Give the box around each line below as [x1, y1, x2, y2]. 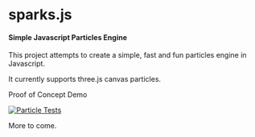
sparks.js [8, 6, 72, 24]
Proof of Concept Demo [8, 90, 88, 99]
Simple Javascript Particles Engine [8, 32, 127, 42]
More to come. [8, 121, 57, 131]
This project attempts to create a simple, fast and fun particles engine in [8, 50, 247, 60]
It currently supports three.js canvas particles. [8, 75, 162, 84]
